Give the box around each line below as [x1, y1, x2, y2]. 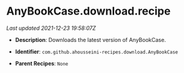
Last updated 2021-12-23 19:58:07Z [6, 24, 96, 32]
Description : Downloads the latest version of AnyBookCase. [15, 36, 166, 43]
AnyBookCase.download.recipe [6, 4, 171, 18]
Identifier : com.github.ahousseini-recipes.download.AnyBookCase [15, 47, 178, 55]
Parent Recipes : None [15, 60, 69, 67]
